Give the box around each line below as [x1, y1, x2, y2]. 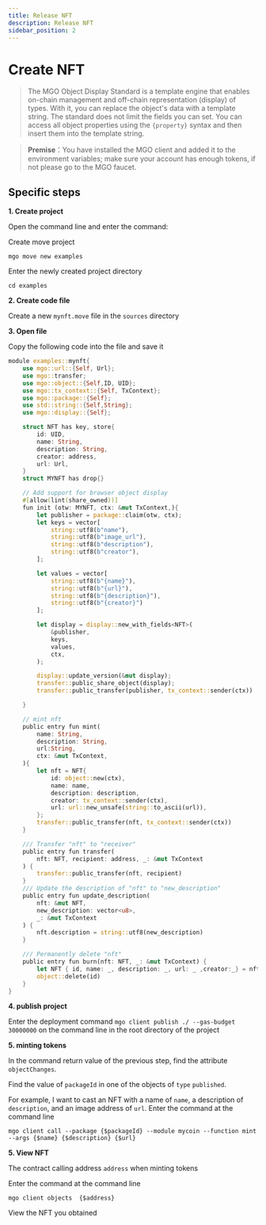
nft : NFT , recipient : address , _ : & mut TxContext [36, 855, 203, 863]
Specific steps [8, 186, 81, 199]
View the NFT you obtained [8, 1208, 97, 1218]
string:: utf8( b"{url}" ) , [50, 584, 133, 592]
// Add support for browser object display [22, 489, 169, 497]
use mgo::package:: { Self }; [22, 394, 112, 402]
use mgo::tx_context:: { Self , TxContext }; [22, 386, 161, 395]
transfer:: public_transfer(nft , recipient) [36, 870, 182, 878]
